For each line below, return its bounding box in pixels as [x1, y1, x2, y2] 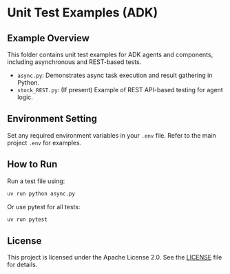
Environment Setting [7, 113, 98, 125]
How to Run [7, 158, 58, 170]
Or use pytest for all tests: [7, 202, 81, 211]
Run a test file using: [7, 177, 65, 185]
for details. [7, 260, 38, 269]
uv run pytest [7, 215, 48, 223]
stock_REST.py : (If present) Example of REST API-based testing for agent [17, 86, 224, 94]
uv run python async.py [7, 190, 76, 197]
